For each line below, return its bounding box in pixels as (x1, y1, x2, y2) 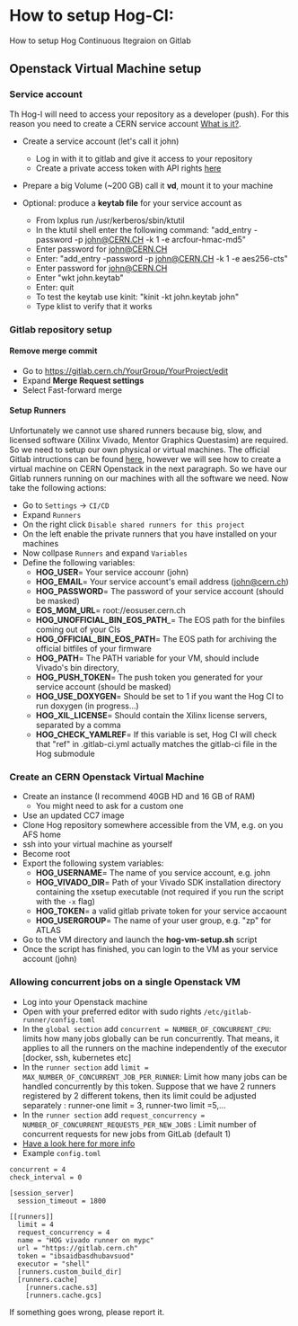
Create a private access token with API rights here (35, 163, 222, 174)
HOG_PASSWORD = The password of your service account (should (35, 585, 285, 596)
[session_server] (9, 1188, 74, 1197)
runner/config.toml (22, 1015, 96, 1025)
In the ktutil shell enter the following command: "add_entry (35, 224, 252, 235)
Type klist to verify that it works (35, 300, 153, 311)
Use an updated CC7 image (22, 810, 125, 821)
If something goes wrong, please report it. (9, 1306, 165, 1317)
